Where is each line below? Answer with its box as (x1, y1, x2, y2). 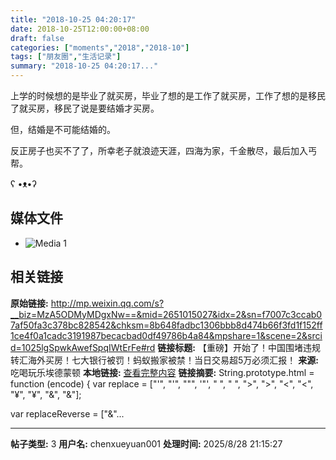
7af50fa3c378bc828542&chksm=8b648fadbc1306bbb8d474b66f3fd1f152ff (10, 319, 323, 331)
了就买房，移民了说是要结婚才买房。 (10, 102, 160, 114)
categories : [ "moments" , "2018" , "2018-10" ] (10, 42, 190, 53)
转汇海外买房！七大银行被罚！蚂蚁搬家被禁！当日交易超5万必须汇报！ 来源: (10, 354, 319, 366)
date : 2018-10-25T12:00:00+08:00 (10, 24, 150, 34)
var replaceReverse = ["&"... (10, 407, 125, 420)
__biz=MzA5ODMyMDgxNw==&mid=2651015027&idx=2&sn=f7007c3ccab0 (10, 308, 323, 320)
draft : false (10, 33, 65, 43)
